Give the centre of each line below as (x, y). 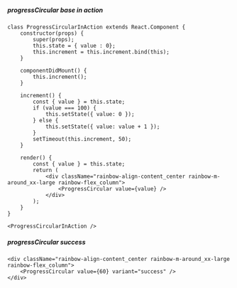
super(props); (54, 39)
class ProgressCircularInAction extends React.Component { (97, 27)
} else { (46, 120)
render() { (36, 158)
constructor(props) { (52, 33)
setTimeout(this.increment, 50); (82, 139)
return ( (46, 170)
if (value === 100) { (65, 108)
